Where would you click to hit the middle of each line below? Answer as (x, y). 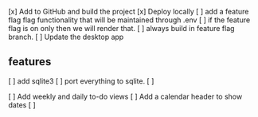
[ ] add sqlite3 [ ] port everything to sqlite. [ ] (81, 81)
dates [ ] (22, 105)
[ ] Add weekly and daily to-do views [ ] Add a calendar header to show (125, 96)
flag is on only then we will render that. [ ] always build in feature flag (121, 28)
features (30, 62)
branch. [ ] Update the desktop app (66, 37)
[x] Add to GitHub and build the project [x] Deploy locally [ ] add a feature (129, 12)
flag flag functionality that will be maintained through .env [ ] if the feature (129, 20)
